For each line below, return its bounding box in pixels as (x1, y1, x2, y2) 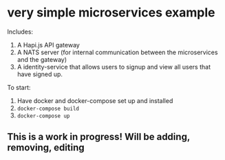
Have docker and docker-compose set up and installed (17, 96, 173, 104)
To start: (7, 83, 31, 91)
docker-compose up (17, 112, 70, 119)
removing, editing (7, 142, 85, 154)
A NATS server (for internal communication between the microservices (17, 48, 218, 56)
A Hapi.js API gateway (17, 41, 81, 49)
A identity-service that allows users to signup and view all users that (17, 62, 211, 71)
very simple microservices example (7, 5, 215, 21)
